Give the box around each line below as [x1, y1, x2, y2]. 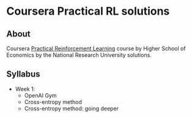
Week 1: [15, 85, 35, 92]
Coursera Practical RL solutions [6, 4, 170, 18]
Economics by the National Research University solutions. [6, 51, 152, 59]
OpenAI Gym [24, 92, 57, 99]
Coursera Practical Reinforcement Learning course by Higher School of [6, 45, 186, 52]
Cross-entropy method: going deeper [24, 105, 119, 112]
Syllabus [6, 69, 41, 79]
